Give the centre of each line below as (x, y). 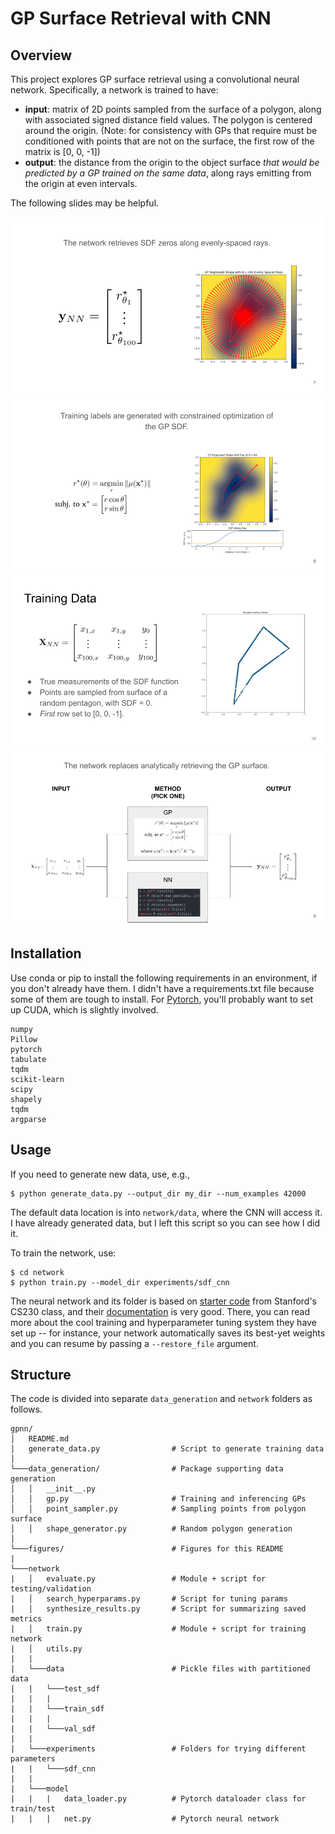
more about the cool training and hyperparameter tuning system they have (163, 1322)
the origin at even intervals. (81, 183)
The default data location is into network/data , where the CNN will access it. (166, 1212)
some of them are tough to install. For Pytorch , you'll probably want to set (161, 999)
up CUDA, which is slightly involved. (84, 1009)
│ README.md (40, 1439)
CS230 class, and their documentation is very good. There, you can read (160, 1311)
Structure (41, 1375)
